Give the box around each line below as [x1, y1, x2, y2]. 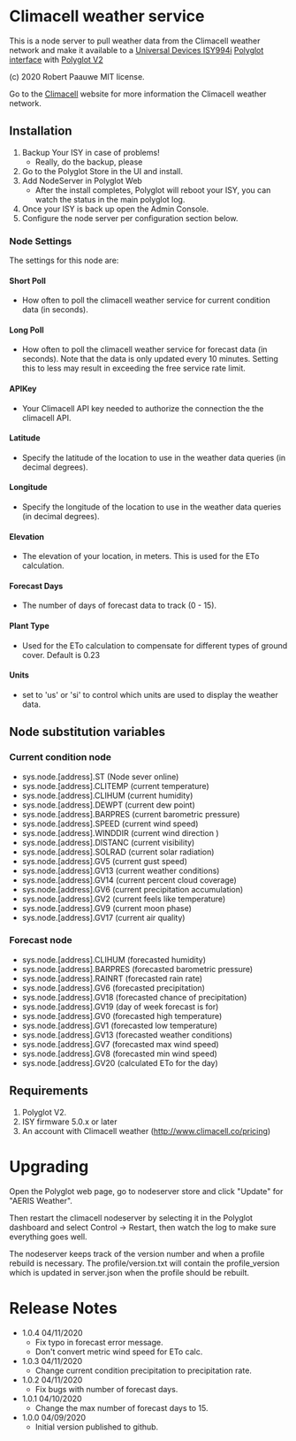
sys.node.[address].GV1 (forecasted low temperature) [21, 1020, 218, 1031]
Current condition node [9, 751, 112, 763]
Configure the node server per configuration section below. [21, 212, 239, 223]
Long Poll [9, 325, 44, 335]
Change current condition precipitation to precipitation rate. [34, 1365, 252, 1376]
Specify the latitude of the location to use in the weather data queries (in [21, 452, 286, 463]
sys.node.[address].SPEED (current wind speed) [21, 818, 199, 829]
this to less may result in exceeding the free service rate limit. [21, 363, 246, 373]
